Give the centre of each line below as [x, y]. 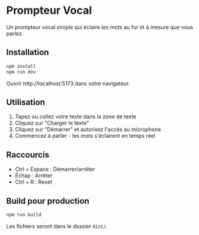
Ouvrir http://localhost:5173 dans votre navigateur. [68, 83]
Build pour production [48, 201]
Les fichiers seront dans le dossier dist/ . [57, 226]
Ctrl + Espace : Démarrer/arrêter [55, 169]
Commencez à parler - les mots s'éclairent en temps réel [85, 136]
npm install [21, 66]
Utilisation [26, 102]
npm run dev [21, 72]
